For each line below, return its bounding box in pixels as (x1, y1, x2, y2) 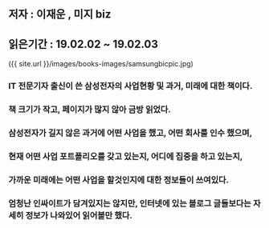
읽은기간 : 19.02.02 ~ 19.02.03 (8, 37, 159, 50)
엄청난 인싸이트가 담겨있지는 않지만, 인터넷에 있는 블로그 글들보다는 (8, 198, 251, 209)
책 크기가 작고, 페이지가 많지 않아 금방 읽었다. (8, 104, 171, 115)
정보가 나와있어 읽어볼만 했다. (25, 210, 132, 221)
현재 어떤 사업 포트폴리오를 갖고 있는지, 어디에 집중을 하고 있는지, (8, 150, 243, 162)
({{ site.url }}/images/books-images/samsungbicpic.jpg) (8, 59, 194, 69)
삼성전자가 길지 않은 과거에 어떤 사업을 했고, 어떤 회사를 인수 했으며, (8, 127, 253, 138)
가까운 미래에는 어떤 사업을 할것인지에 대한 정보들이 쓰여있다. (8, 174, 229, 186)
